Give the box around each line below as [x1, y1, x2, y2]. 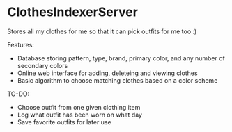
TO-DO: [7, 90, 30, 98]
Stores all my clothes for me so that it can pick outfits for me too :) [7, 27, 197, 35]
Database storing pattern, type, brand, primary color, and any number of [17, 53, 225, 63]
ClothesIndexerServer [7, 4, 138, 20]
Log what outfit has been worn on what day [17, 110, 143, 119]
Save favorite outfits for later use [17, 117, 111, 126]
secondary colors [17, 61, 68, 69]
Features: [7, 40, 35, 49]
